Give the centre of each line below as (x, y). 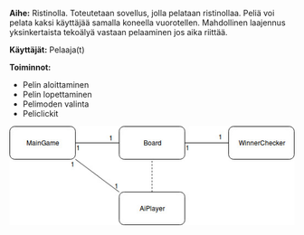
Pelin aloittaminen (56, 85)
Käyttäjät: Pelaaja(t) (47, 50)
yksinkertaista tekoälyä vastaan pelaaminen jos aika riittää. (119, 32)
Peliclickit (40, 113)
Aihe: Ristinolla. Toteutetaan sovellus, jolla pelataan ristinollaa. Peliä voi (142, 13)
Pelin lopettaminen (57, 94)
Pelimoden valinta (56, 104)
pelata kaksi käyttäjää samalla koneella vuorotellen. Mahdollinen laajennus (148, 23)
